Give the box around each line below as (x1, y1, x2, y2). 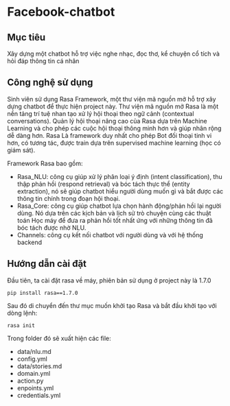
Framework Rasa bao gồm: (7, 159, 84, 167)
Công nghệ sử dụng (7, 77, 93, 88)
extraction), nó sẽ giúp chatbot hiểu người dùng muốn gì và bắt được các (16, 187, 224, 195)
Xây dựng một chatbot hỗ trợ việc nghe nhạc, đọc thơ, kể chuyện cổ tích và (7, 49, 220, 58)
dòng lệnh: (7, 309, 38, 317)
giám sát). (7, 145, 36, 154)
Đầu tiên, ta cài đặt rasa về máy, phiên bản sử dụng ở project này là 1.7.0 (7, 276, 211, 285)
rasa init (7, 322, 36, 329)
